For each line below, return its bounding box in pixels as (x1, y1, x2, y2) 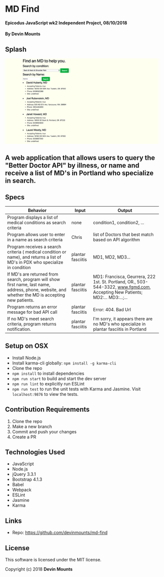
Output (118, 207, 133, 213)
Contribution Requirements (5, 406, 90, 414)
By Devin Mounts (5, 31, 41, 37)
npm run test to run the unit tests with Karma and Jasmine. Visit (12, 386, 141, 392)
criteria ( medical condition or (7, 249, 67, 255)
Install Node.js (12, 355, 41, 361)
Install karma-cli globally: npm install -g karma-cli (12, 360, 117, 366)
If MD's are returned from (7, 271, 59, 277)
